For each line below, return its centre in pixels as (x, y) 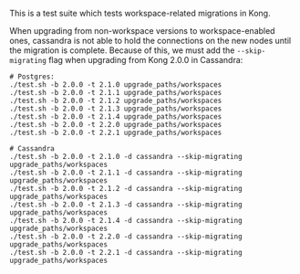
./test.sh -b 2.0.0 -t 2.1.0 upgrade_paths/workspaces (116, 85)
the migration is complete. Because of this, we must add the (122, 50)
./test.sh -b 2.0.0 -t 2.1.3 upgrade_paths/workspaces (116, 109)
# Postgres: (32, 77)
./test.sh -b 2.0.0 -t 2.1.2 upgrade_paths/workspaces (116, 100)
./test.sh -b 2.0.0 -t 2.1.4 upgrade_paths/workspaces (116, 117)
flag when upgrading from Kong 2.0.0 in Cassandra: (146, 60)
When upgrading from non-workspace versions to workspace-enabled (142, 31)
